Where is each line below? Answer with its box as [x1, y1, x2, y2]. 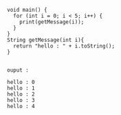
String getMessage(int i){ [7, 36, 85, 43]
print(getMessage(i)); [19, 19, 85, 25]
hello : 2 [7, 91, 35, 98]
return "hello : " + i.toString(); [12, 43, 115, 50]
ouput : [7, 67, 29, 74]
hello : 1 [7, 85, 35, 92]
